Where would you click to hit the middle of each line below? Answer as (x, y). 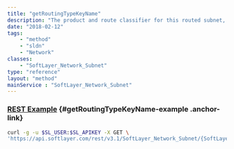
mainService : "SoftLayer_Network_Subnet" (70, 85)
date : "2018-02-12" (36, 26)
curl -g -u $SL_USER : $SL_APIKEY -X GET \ (68, 132)
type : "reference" (34, 72)
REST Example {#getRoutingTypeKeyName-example (98, 109)
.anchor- (205, 109)
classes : (20, 59)
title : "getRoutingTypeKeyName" (54, 14)
